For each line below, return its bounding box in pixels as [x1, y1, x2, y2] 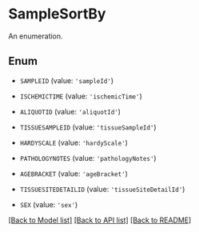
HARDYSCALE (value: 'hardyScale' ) [19, 138, 128, 147]
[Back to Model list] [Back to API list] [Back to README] [8, 215, 192, 225]
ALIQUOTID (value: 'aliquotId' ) [19, 106, 121, 116]
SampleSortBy [8, 5, 106, 23]
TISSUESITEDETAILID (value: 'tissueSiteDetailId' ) [19, 184, 185, 194]
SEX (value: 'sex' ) [19, 199, 78, 209]
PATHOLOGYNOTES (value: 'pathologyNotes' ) [19, 153, 157, 162]
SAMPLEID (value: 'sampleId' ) [19, 75, 114, 85]
